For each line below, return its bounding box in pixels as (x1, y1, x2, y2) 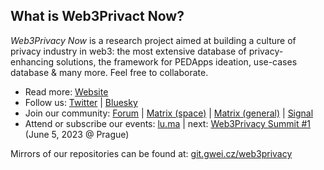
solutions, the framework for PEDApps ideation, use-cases (56, 55, 298, 68)
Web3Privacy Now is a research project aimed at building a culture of (10, 34, 297, 46)
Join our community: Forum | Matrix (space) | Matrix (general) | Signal (24, 107, 314, 119)
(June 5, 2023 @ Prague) (24, 128, 130, 140)
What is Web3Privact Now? (10, 8, 185, 25)
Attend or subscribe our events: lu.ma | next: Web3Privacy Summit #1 (24, 117, 312, 129)
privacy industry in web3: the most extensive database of (10, 45, 247, 57)
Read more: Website (24, 85, 109, 98)
